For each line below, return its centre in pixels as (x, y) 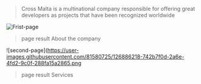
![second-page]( (27, 50)
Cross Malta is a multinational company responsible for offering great (108, 9)
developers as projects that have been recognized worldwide (98, 15)
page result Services (47, 75)
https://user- (63, 50)
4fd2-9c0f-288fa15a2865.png (44, 63)
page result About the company (61, 38)
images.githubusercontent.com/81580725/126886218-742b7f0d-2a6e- (95, 57)
